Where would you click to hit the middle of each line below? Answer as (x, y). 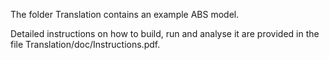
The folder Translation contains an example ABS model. (125, 14)
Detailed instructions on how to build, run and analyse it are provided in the (165, 33)
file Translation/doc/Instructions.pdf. (85, 44)
